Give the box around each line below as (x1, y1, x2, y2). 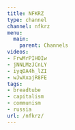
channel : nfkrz (7, 23, 50, 30)
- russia (7, 106, 32, 113)
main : (13, 36, 29, 43)
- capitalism (7, 94, 44, 100)
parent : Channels (19, 42, 69, 49)
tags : (7, 80, 22, 87)
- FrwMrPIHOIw (7, 55, 48, 62)
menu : (7, 29, 22, 36)
